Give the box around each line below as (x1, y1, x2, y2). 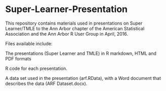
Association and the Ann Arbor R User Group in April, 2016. (5, 31, 128, 37)
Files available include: (5, 40, 53, 46)
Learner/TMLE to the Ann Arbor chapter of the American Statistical (5, 25, 145, 31)
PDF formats (5, 55, 31, 61)
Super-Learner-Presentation (5, 4, 128, 15)
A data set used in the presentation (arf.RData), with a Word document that (5, 75, 161, 81)
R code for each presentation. (5, 65, 67, 71)
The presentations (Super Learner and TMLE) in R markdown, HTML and (5, 50, 157, 56)
